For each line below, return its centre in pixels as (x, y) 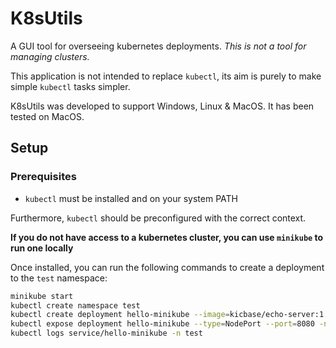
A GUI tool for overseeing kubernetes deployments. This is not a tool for (158, 46)
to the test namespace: (59, 278)
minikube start (42, 296)
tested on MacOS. (47, 116)
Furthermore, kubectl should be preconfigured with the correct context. (158, 218)
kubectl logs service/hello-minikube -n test (106, 333)
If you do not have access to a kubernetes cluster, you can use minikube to (167, 237)
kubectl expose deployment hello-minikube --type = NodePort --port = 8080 (162, 324)
